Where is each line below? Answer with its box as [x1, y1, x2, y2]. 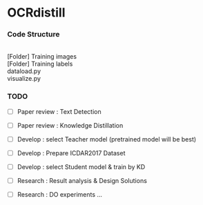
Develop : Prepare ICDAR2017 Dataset [17, 148, 126, 157]
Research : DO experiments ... [17, 191, 102, 199]
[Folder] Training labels [7, 60, 73, 68]
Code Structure [7, 30, 60, 39]
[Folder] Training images [7, 52, 77, 61]
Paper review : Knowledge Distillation [17, 121, 124, 129]
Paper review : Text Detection [17, 107, 101, 115]
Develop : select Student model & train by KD [17, 163, 146, 171]
